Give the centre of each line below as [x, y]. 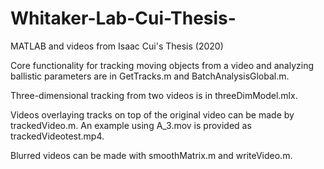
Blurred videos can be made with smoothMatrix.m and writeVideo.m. [151, 155]
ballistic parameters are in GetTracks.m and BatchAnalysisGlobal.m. [150, 76]
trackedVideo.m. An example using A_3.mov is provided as [131, 125]
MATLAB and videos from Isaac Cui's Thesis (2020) [117, 46]
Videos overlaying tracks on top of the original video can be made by [152, 114]
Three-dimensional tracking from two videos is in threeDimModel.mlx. [154, 95]
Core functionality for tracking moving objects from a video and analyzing [162, 65]
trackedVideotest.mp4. [57, 136]
